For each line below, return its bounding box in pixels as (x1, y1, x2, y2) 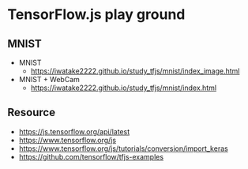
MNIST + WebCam (18, 75, 81, 84)
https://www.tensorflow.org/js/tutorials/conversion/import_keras (18, 144, 228, 153)
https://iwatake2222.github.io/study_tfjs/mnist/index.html (30, 83, 217, 92)
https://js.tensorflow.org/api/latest (18, 126, 130, 136)
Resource (7, 106, 56, 119)
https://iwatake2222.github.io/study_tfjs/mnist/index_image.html (30, 66, 240, 76)
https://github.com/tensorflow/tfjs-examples (18, 152, 163, 161)
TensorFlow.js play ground (7, 6, 186, 24)
